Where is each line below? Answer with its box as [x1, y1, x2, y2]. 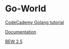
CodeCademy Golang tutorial [5, 19, 64, 25]
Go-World [5, 3, 46, 14]
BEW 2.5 [5, 38, 23, 45]
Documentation [5, 29, 36, 35]
